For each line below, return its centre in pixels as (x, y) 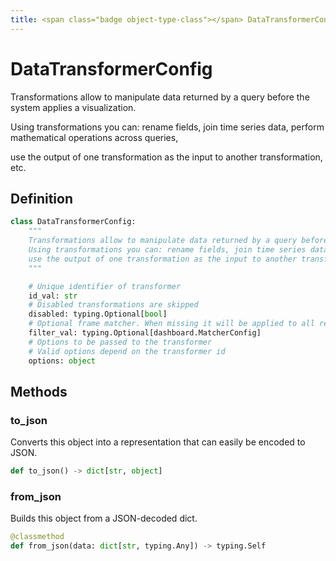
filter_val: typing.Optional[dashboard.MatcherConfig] (145, 333)
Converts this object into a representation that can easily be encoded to (158, 442)
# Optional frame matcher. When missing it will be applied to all (171, 324)
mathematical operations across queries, (94, 137)
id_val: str (53, 296)
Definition (41, 198)
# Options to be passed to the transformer (120, 342)
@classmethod (37, 537)
